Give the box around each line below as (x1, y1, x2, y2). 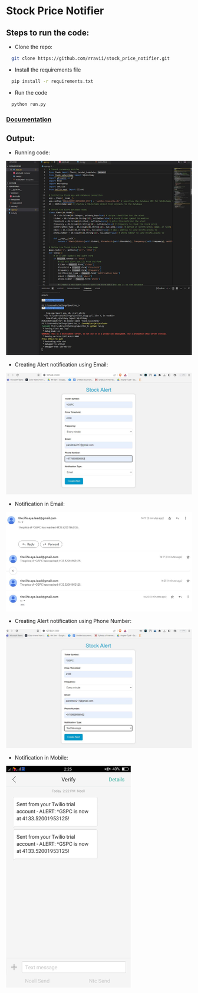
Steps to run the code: (6, 28, 90, 38)
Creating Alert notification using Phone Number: (14, 617, 131, 624)
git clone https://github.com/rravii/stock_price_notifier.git (11, 56, 170, 61)
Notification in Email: (14, 500, 65, 507)
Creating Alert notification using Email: (14, 361, 108, 368)
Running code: (14, 149, 50, 156)
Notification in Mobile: (14, 754, 69, 761)
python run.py (11, 101, 46, 107)
